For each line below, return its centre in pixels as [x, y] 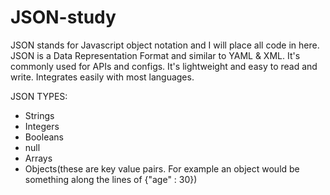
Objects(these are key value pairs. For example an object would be [162, 168]
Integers [42, 126]
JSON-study [63, 17]
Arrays [38, 158]
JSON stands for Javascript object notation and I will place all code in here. [165, 45]
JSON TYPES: [39, 96]
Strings [39, 115]
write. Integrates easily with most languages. [102, 77]
